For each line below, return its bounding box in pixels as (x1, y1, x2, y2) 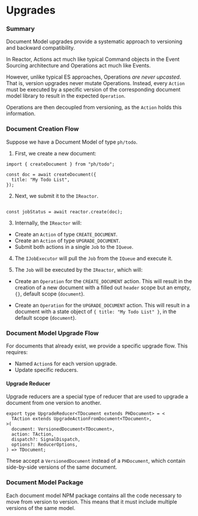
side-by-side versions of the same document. (6, 463, 117, 470)
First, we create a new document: (14, 150, 96, 157)
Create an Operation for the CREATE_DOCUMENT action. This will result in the (14, 277, 192, 284)
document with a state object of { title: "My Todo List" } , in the (14, 308, 177, 315)
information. (6, 110, 36, 117)
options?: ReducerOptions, (11, 442, 78, 448)
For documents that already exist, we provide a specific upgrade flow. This (6, 342, 188, 349)
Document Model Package (6, 478, 84, 486)
